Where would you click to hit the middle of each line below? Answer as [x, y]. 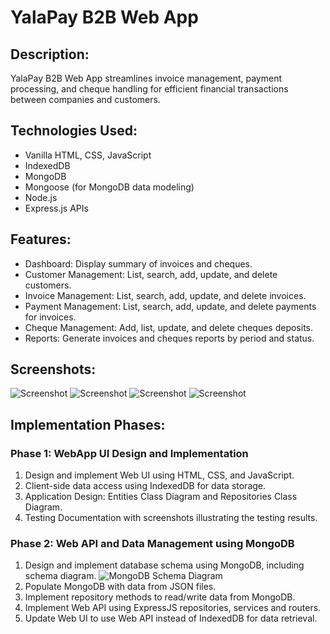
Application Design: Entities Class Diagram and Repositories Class [161, 497]
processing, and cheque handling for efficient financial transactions [149, 89]
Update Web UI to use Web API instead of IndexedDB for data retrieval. [171, 618]
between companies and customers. [85, 99]
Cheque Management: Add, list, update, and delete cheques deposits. [169, 327]
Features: [41, 239]
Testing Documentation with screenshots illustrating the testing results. [171, 518]
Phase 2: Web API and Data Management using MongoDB [152, 544]
